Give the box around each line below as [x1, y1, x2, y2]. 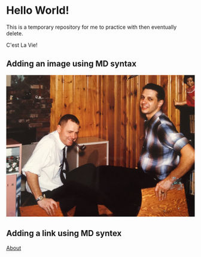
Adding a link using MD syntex [6, 228, 122, 238]
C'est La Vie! [6, 41, 38, 49]
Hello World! [6, 4, 69, 17]
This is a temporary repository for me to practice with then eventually [6, 23, 177, 31]
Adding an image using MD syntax [6, 59, 136, 69]
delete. [6, 29, 23, 37]
